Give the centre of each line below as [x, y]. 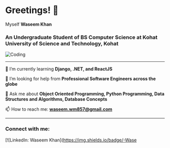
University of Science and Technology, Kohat [62, 43]
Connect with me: [28, 129]
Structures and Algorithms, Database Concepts [56, 99]
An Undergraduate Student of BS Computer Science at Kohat [81, 37]
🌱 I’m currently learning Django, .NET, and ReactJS [59, 69]
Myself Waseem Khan [29, 24]
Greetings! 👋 [32, 10]
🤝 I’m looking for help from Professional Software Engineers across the [80, 79]
